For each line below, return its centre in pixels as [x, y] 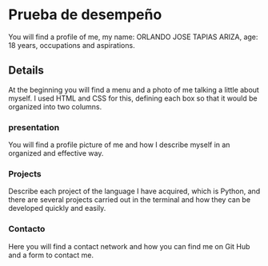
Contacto [27, 229]
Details [26, 71]
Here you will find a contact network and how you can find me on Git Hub [129, 246]
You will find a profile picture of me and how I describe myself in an [119, 145]
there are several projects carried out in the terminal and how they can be [129, 200]
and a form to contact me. [51, 255]
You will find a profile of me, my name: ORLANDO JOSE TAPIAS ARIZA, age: [133, 37]
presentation [34, 127]
